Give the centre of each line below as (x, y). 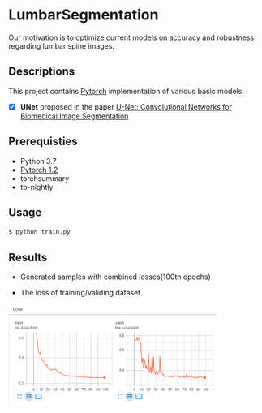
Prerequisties (43, 142)
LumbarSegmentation (84, 15)
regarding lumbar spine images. (62, 45)
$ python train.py (39, 232)
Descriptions (42, 72)
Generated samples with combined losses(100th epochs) (115, 277)
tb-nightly (37, 187)
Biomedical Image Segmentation (74, 116)
